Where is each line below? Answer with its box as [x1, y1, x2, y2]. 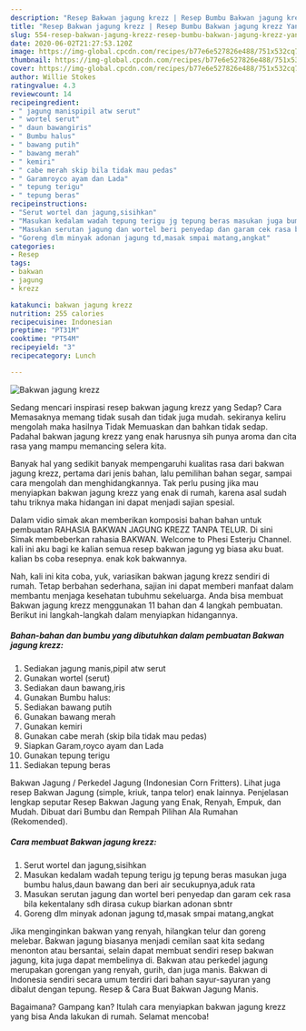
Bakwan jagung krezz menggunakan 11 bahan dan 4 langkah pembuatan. [10, 600, 283, 611]
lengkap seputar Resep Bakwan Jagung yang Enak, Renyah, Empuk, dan [10, 796, 281, 807]
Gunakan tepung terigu [23, 750, 110, 761]
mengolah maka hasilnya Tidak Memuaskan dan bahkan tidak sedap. [10, 420, 269, 432]
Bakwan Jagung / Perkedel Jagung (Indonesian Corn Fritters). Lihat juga [10, 777, 281, 788]
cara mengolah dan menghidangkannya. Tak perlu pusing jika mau [10, 477, 260, 488]
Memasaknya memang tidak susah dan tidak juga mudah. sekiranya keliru [10, 411, 287, 422]
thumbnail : [10, 56, 52, 65]
